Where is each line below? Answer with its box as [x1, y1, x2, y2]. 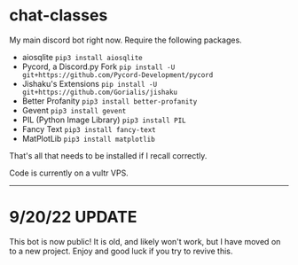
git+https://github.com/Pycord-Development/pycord [21, 70, 214, 80]
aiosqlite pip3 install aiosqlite [21, 51, 144, 62]
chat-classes [9, 5, 108, 26]
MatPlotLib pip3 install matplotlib [21, 133, 155, 144]
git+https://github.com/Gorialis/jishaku [21, 88, 177, 97]
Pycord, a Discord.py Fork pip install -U [21, 61, 176, 72]
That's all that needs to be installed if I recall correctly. [9, 150, 208, 160]
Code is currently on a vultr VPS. [9, 168, 129, 178]
